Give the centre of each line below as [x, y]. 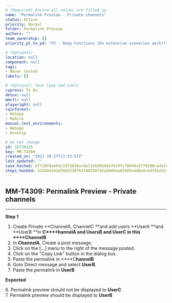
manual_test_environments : [34, 124]
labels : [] [17, 76]
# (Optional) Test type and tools [42, 86]
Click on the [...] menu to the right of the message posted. [74, 248]
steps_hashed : [20, 171]
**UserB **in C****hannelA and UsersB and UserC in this [77, 232]
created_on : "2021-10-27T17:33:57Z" [44, 156]
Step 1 [12, 216]
